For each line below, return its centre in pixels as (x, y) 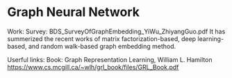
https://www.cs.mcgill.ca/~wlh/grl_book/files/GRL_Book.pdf (93, 67)
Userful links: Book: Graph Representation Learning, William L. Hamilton (110, 59)
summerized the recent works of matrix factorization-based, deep (102, 38)
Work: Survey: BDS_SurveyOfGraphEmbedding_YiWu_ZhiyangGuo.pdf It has (116, 31)
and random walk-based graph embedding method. (102, 46)
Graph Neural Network (74, 12)
